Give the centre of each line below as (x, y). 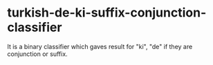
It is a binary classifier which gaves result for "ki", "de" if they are (100, 46)
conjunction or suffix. (37, 54)
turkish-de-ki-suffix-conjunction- (107, 13)
